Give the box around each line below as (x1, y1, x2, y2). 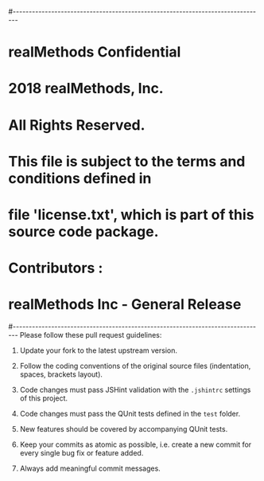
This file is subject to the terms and (8, 152, 246, 170)
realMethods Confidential (8, 43, 181, 61)
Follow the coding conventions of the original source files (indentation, (19, 362, 251, 371)
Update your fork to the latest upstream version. (19, 346, 177, 355)
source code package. (8, 222, 159, 240)
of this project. (19, 393, 68, 403)
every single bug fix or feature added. (19, 448, 144, 458)
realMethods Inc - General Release (8, 295, 242, 314)
